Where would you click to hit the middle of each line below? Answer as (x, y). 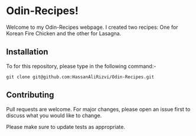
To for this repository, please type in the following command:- (81, 66)
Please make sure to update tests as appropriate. (66, 127)
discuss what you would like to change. (54, 115)
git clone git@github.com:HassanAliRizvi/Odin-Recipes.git (80, 77)
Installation (27, 52)
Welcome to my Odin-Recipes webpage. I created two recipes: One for (92, 27)
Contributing (30, 95)
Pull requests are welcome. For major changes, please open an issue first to (98, 109)
